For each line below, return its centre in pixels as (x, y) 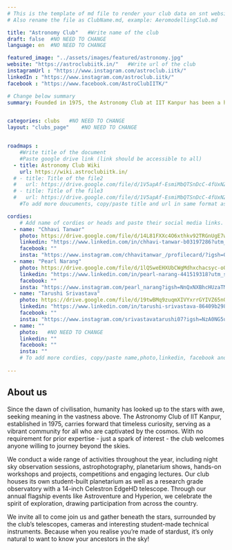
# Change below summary (41, 96)
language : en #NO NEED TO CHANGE (57, 46)
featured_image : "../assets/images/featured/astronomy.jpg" (96, 58)
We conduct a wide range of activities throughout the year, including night (113, 459)
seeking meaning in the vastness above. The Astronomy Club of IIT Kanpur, (115, 416)
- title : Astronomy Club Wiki (57, 165)
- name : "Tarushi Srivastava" (57, 294)
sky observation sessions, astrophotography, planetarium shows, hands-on (114, 466)
